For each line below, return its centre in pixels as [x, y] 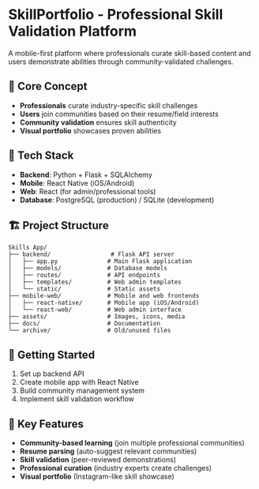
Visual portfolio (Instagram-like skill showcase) [97, 476]
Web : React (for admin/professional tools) [88, 191]
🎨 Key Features [46, 424]
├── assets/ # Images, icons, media [97, 317]
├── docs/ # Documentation [84, 324]
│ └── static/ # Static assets [84, 289]
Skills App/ [28, 248]
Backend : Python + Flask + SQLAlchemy [86, 175]
